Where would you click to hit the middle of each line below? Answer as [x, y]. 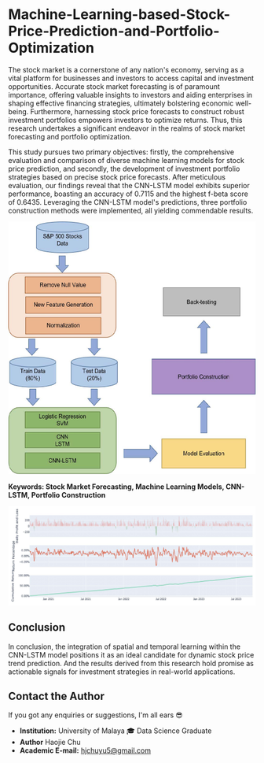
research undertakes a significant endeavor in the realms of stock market [127, 128]
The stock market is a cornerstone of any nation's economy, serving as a [126, 69]
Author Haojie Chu [50, 743]
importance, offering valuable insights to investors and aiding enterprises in [130, 94]
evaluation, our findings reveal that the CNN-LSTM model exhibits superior [129, 185]
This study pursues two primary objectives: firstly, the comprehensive [121, 152]
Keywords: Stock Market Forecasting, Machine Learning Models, [116, 487]
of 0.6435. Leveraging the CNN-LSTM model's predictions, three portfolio [128, 202]
